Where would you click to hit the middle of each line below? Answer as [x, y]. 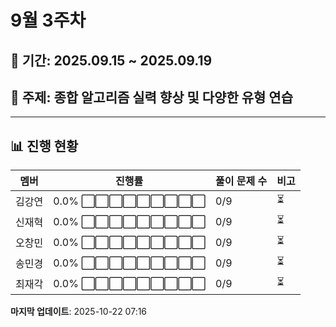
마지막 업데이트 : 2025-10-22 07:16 [79, 312]
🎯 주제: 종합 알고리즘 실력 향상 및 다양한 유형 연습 [151, 97]
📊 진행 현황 [44, 146]
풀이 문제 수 [241, 181]
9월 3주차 [48, 20]
